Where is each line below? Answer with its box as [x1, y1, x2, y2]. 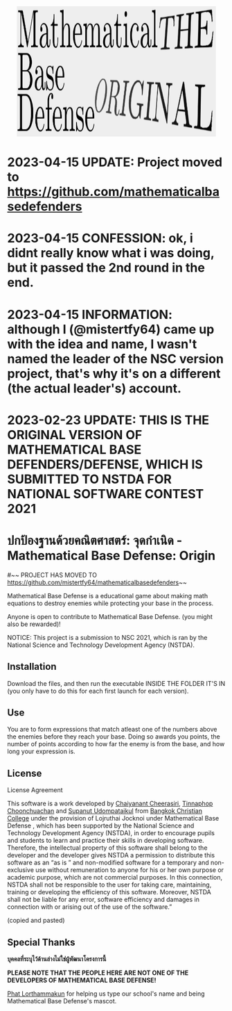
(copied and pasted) [7, 917, 65, 925]
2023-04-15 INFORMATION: [7, 306, 173, 322]
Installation [7, 661, 57, 673]
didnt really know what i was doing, [7, 245, 215, 261]
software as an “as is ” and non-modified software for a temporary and [7, 858, 209, 867]
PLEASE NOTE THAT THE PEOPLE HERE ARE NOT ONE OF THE [7, 969, 189, 977]
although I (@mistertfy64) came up [7, 321, 215, 337]
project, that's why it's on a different [7, 365, 221, 381]
